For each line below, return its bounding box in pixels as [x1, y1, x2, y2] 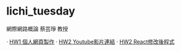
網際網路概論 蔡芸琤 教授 [6, 25, 68, 32]
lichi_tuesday [6, 4, 76, 18]
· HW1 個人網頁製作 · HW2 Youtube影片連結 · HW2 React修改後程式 [6, 38, 175, 45]
